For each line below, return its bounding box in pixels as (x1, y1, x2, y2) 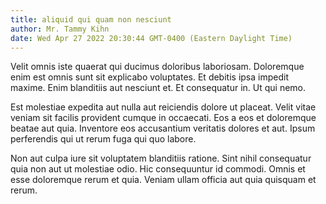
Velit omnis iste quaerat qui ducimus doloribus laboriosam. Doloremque (10, 61, 305, 73)
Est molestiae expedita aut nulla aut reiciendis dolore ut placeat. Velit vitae (10, 101, 317, 113)
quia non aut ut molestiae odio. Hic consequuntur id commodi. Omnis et (10, 163, 306, 175)
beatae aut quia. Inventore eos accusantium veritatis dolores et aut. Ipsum (10, 122, 316, 135)
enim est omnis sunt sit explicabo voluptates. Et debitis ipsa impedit (10, 71, 289, 83)
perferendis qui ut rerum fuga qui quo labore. (10, 133, 197, 145)
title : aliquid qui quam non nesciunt (10, 14, 172, 25)
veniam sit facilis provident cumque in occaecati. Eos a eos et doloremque (10, 112, 317, 124)
